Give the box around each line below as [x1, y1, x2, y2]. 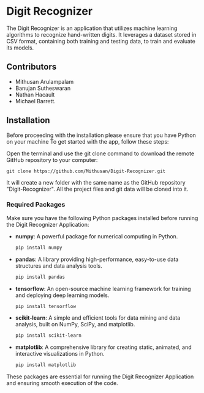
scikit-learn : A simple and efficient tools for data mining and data [15, 314, 181, 321]
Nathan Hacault [15, 90, 55, 98]
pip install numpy [15, 244, 62, 251]
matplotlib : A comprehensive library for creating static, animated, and [15, 343, 192, 351]
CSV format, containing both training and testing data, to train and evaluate [6, 37, 196, 45]
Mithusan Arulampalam [15, 78, 74, 85]
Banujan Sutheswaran [15, 84, 71, 92]
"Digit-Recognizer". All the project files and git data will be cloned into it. [6, 185, 189, 193]
